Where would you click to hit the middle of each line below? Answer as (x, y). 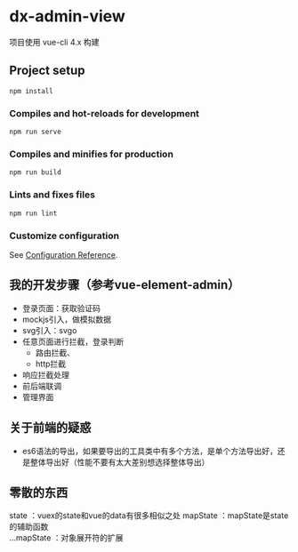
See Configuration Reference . (64, 254)
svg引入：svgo (49, 330)
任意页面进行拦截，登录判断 (73, 341)
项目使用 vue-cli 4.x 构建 (54, 42)
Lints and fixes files (52, 195)
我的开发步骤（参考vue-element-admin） (125, 285)
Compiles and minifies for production (91, 154)
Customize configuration (64, 236)
